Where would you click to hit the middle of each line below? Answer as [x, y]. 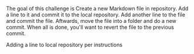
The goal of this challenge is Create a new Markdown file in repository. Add [97, 9]
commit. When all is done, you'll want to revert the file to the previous [90, 27]
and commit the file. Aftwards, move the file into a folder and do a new [91, 21]
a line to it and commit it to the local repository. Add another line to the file [96, 15]
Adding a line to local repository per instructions [64, 45]
